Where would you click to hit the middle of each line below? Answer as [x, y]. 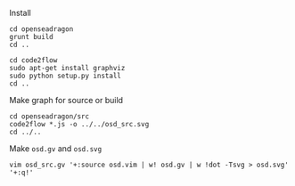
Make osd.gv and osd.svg [56, 149]
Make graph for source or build [66, 100]
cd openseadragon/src [49, 117]
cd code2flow [33, 61]
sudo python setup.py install [66, 76]
